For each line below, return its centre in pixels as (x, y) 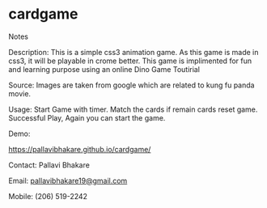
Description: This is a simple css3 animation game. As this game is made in (133, 52)
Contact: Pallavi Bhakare (49, 165)
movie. (19, 93)
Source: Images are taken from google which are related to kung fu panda (131, 85)
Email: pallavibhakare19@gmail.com (68, 180)
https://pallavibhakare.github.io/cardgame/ (80, 149)
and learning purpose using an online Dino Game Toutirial (104, 69)
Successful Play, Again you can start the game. (87, 117)
